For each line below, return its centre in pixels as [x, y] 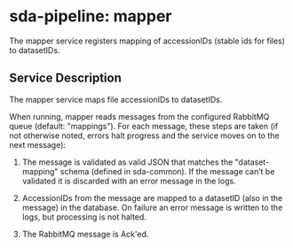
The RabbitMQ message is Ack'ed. [85, 234]
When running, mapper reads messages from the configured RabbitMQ [139, 116]
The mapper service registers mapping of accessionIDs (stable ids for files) [147, 41]
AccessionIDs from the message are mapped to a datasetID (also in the [152, 198]
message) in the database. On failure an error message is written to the [152, 207]
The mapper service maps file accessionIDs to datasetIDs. [116, 99]
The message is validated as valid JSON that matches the [127, 162]
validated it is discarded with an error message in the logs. [129, 181]
